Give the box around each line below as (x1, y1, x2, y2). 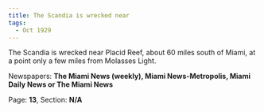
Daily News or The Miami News (8, 80, 114, 89)
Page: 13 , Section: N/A (8, 95, 83, 105)
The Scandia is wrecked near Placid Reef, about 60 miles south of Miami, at (8, 48, 256, 58)
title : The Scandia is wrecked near (8, 11, 130, 20)
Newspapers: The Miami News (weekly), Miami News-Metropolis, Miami (8, 72, 251, 81)
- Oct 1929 (15, 26, 52, 34)
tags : (8, 19, 26, 27)
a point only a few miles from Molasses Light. (8, 56, 157, 65)
